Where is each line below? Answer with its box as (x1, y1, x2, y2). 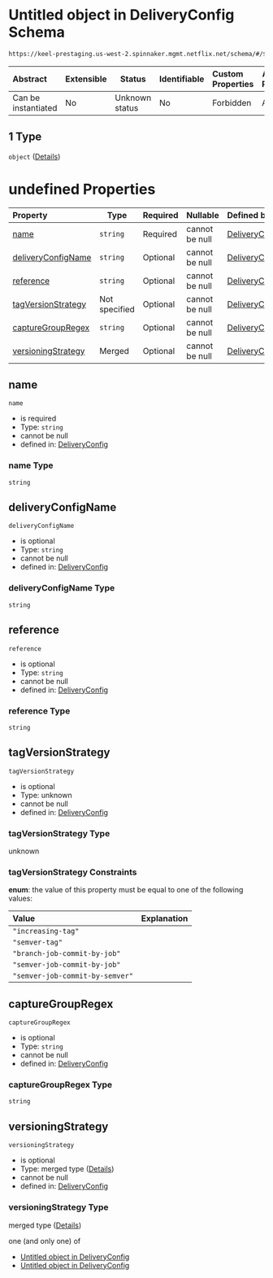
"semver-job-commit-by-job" (12, 960, 121, 970)
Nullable (186, 209, 219, 220)
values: (8, 893, 32, 904)
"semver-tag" (12, 938, 63, 947)
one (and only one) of (8, 1236, 81, 1245)
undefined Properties (8, 180, 156, 198)
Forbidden (212, 97, 252, 108)
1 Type (8, 130, 42, 144)
